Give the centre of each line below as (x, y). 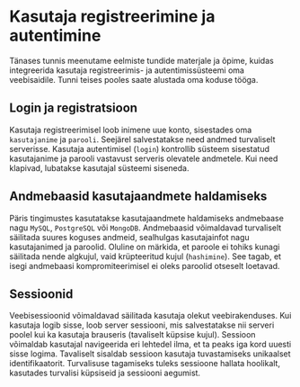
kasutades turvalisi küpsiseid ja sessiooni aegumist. (105, 373)
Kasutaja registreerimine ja (112, 17)
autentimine (55, 36)
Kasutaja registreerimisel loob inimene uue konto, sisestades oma (131, 130)
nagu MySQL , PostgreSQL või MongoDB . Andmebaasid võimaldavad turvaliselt (146, 228)
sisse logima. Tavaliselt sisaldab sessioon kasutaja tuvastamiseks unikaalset (150, 354)
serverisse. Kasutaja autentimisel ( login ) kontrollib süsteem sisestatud (140, 148)
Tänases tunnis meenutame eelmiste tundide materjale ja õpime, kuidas (141, 60)
